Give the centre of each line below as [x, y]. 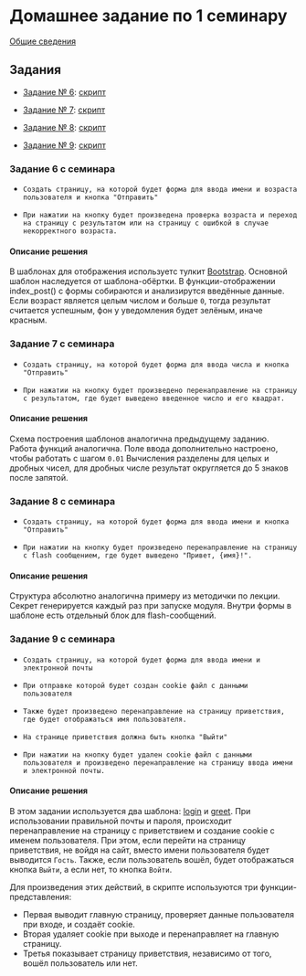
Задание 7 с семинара [62, 344]
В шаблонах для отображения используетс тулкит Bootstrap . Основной [148, 271]
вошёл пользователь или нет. [80, 963]
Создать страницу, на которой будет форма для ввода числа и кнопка [156, 365]
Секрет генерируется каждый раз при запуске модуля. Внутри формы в [151, 606]
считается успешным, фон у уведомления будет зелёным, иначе [136, 311]
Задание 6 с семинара [63, 168]
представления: [41, 896]
